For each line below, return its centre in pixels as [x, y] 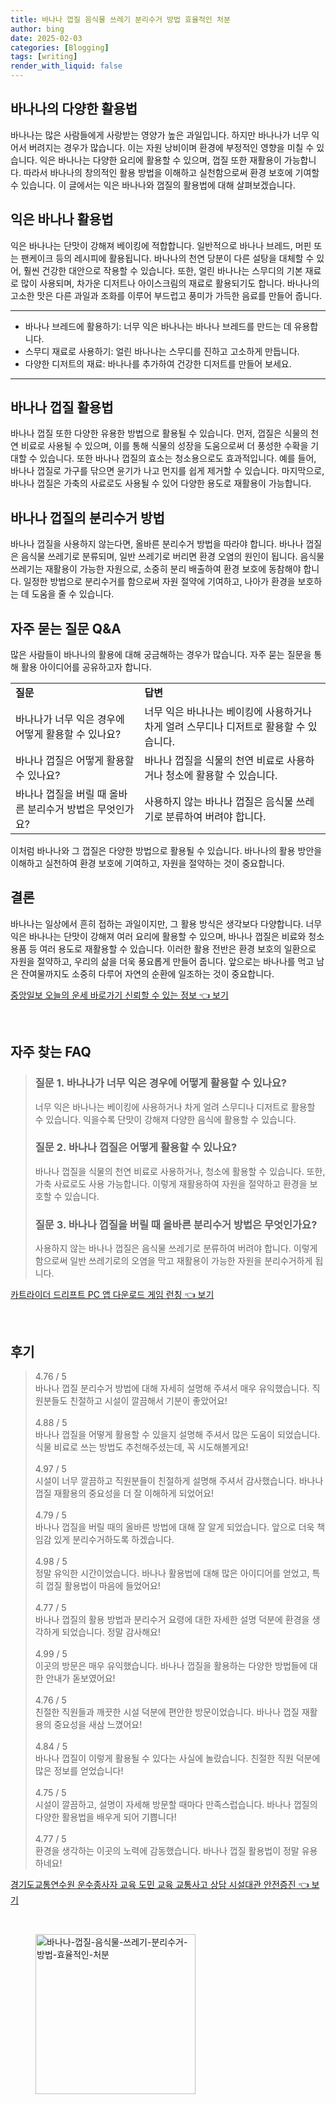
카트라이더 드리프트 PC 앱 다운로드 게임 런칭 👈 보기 [112, 1295]
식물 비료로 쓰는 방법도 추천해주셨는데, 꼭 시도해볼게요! [141, 1447]
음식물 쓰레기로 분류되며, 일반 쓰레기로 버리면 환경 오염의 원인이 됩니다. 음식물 [172, 557]
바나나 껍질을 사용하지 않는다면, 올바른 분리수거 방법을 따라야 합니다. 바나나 [157, 544]
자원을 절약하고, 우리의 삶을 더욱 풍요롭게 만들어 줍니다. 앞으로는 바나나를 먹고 [162, 961]
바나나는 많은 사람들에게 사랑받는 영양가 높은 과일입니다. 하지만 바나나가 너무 [160, 135]
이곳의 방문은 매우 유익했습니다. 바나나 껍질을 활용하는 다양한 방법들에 [171, 1665]
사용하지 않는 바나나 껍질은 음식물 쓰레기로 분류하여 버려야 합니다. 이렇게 [176, 1248]
